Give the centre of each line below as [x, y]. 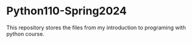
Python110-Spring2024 [66, 11]
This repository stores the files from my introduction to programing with [96, 27]
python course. [25, 33]
